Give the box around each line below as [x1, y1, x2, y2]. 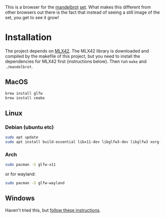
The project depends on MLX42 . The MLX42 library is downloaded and [5, 48, 149, 54]
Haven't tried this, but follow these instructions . [5, 207, 101, 213]
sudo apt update [5, 135, 38, 140]
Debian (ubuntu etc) [5, 124, 54, 131]
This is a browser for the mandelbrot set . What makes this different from [5, 4, 151, 10]
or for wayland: [5, 171, 36, 177]
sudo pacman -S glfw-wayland [5, 181, 65, 186]
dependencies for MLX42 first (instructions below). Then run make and [5, 58, 147, 64]
